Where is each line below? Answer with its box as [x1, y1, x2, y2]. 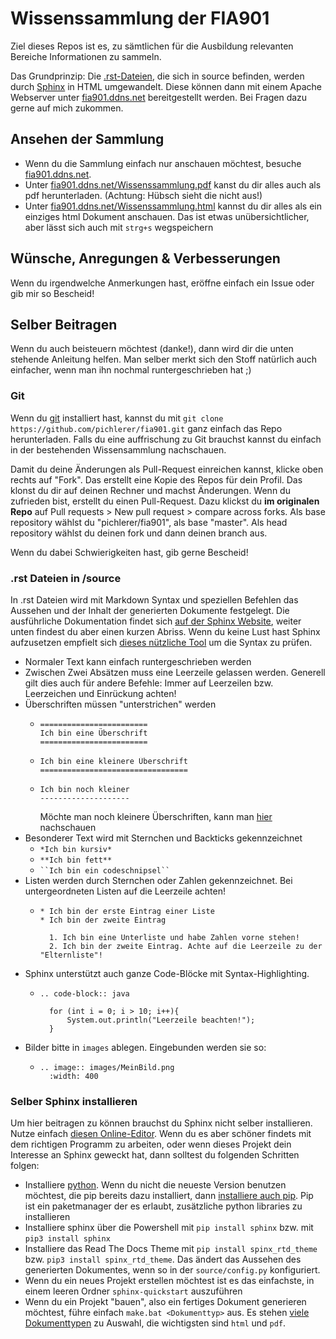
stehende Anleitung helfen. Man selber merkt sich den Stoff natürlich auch [10, 353, 318, 366]
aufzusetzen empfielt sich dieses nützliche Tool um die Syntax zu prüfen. [10, 636, 313, 648]
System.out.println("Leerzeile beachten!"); [66, 1015, 256, 1025]
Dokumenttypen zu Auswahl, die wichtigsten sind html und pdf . [24, 1317, 287, 1329]
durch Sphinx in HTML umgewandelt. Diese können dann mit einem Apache [10, 80, 323, 92]
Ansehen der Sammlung [10, 131, 165, 148]
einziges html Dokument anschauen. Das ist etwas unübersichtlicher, [24, 210, 310, 222]
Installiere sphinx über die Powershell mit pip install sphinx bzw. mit [24, 1222, 314, 1234]
